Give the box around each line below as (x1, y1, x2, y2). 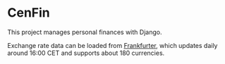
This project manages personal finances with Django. (7, 28, 162, 36)
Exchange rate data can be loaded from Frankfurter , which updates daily (7, 41, 218, 49)
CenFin (7, 5, 51, 21)
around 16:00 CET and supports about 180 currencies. (7, 49, 165, 57)
